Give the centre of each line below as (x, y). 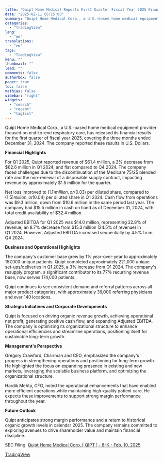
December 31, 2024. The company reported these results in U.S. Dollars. (78, 143)
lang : (10, 32)
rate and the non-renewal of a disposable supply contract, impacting (73, 177)
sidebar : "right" (23, 95)
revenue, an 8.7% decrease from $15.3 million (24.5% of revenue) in (73, 227)
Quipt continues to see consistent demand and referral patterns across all (79, 286)
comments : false (21, 73)
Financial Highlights (25, 152)
